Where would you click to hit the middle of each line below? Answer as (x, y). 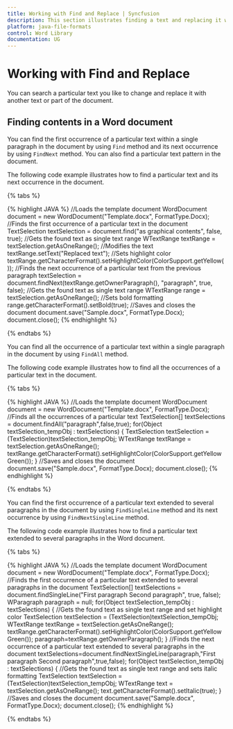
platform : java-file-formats (49, 26)
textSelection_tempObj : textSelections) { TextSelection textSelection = (108, 431)
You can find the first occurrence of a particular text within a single (103, 139)
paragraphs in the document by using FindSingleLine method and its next (113, 510)
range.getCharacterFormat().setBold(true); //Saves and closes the (101, 305)
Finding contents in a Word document (90, 122)
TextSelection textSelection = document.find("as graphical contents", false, (115, 231)
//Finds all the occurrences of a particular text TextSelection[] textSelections (116, 416)
